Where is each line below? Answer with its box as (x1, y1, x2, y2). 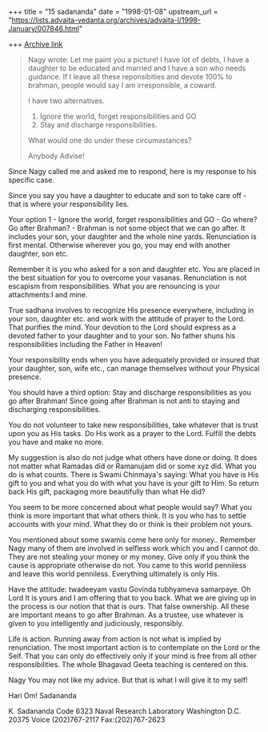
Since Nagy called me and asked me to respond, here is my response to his (8, 167, 258, 176)
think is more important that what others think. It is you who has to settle (8, 511, 246, 520)
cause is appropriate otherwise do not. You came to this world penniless (8, 560, 246, 570)
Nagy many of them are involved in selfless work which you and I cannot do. (8, 544, 260, 552)
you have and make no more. (8, 437, 104, 447)
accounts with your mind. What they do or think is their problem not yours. (8, 520, 254, 528)
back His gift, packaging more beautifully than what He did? (8, 487, 206, 496)
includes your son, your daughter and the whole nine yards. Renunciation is (8, 232, 258, 241)
